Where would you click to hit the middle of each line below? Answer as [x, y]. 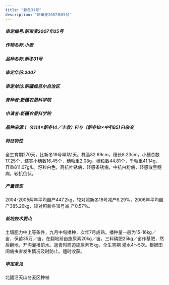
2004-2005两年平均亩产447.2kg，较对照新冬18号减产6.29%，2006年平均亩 [84, 200]
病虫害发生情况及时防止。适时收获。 [47, 251]
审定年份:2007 [21, 73]
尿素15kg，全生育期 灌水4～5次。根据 [119, 245]
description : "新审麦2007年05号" [38, 15]
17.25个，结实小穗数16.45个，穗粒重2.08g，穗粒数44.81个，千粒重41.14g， [83, 161]
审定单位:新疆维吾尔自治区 [33, 86]
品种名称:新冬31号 [24, 59]
